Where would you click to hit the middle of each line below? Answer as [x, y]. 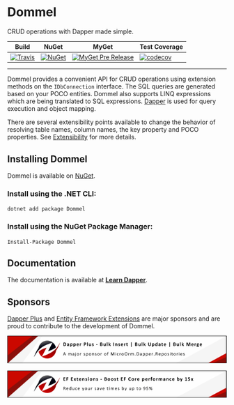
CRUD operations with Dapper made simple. [71, 31]
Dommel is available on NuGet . [51, 176]
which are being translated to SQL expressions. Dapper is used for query [112, 101]
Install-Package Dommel [42, 242]
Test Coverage [161, 47]
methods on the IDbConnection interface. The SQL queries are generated [111, 86]
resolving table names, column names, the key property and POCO [103, 130]
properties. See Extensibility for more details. [72, 137]
